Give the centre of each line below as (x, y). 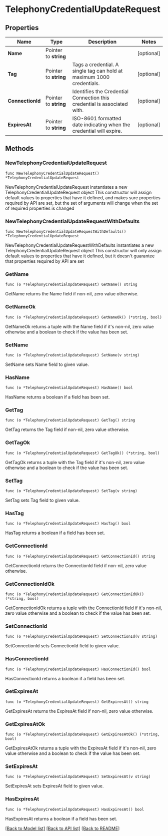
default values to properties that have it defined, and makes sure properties (83, 197)
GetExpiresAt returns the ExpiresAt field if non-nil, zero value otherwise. (79, 711)
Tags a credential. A (95, 65)
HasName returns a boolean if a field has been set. (57, 397)
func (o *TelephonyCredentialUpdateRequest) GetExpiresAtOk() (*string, (82, 734)
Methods (19, 149)
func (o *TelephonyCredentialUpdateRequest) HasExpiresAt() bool (74, 809)
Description (102, 42)
